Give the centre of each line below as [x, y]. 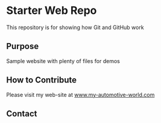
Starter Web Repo [52, 11]
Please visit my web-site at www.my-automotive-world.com [80, 95]
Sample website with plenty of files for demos [63, 61]
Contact [22, 114]
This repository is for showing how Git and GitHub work [75, 27]
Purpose [23, 46]
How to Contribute [42, 80]
